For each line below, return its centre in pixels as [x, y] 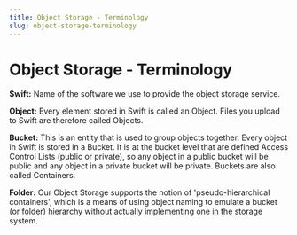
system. [23, 221]
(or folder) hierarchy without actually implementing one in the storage [136, 211]
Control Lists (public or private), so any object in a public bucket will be [139, 157]
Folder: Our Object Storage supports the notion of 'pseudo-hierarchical [140, 192]
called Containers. [43, 176]
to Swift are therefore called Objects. [76, 121]
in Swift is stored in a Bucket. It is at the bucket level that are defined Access [149, 147]
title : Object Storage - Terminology [79, 17]
